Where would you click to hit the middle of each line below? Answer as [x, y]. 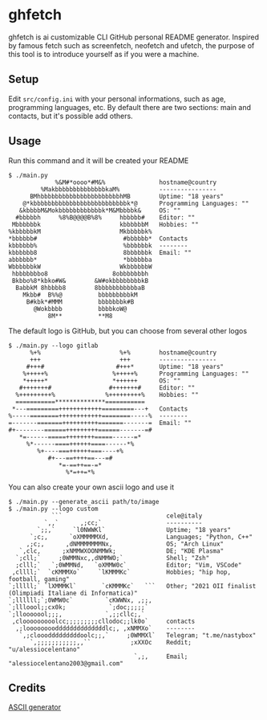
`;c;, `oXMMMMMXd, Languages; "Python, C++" [141, 537]
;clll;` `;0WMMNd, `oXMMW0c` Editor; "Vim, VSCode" [129, 565]
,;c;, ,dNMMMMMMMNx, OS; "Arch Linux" [125, 544]
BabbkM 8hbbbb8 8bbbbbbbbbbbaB [81, 288]
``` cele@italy [127, 516]
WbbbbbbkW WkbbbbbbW [80, 267]
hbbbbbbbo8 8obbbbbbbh [80, 274]
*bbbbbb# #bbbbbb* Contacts [98, 239]
